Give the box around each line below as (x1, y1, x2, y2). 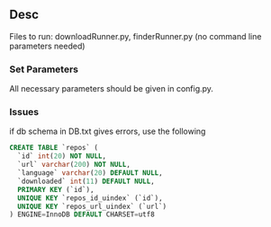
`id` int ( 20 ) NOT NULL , (17, 152, 106, 161)
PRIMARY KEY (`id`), (17, 185, 95, 194)
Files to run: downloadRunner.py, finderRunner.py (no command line (9, 31, 262, 41)
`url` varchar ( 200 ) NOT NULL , (17, 161, 131, 170)
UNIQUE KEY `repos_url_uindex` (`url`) (17, 202, 167, 211)
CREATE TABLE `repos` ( (9, 144, 99, 153)
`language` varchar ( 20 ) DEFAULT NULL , (17, 169, 164, 178)
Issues (9, 106, 40, 118)
